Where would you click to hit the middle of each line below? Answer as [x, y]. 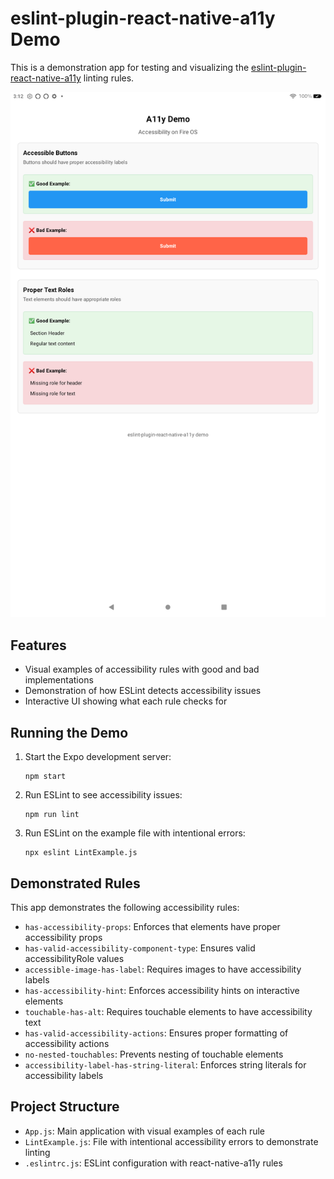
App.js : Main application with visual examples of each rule [145, 1131]
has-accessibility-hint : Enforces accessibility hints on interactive [162, 990]
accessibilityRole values [74, 958]
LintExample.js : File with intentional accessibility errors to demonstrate [171, 1141]
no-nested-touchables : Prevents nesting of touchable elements [154, 1054]
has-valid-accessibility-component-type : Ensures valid [140, 948]
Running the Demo [69, 732]
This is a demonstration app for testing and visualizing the [130, 67]
